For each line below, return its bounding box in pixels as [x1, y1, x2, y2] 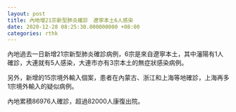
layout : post [7, 10, 46, 17]
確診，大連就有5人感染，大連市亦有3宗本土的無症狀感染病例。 [7, 59, 188, 67]
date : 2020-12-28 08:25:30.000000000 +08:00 [7, 23, 140, 30]
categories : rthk [7, 29, 58, 37]
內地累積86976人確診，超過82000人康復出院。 [7, 97, 144, 106]
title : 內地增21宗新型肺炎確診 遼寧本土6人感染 [7, 17, 134, 24]
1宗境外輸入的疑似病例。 [7, 82, 78, 91]
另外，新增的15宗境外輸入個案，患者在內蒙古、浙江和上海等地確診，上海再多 [7, 73, 230, 82]
